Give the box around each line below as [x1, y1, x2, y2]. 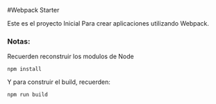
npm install [7, 66, 42, 73]
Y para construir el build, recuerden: [7, 78, 111, 86]
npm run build [7, 92, 49, 98]
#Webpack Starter [7, 6, 60, 14]
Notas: [7, 36, 31, 46]
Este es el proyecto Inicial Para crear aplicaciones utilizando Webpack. [7, 19, 210, 27]
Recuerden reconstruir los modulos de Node [7, 52, 134, 61]
